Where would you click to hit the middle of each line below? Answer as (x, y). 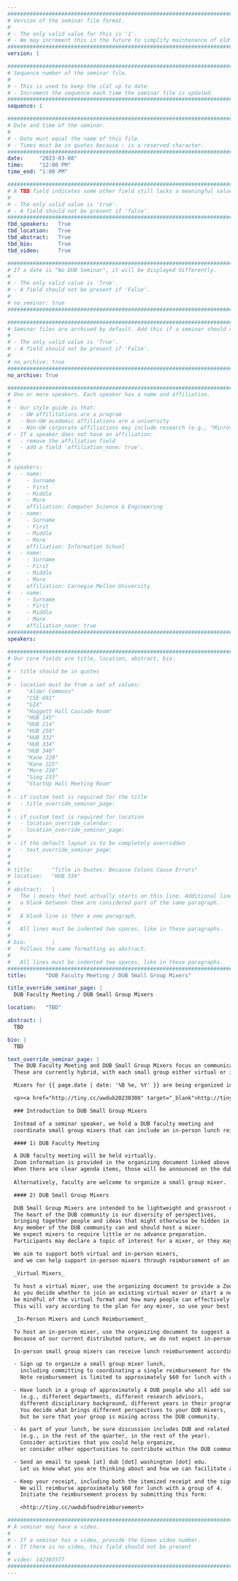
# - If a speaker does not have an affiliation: (80, 434)
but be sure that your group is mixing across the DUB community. (120, 1417)
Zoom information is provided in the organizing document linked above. (123, 1163)
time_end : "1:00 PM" (38, 172)
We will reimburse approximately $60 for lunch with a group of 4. (121, 1488)
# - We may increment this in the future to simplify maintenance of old (119, 40)
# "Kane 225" (33, 764)
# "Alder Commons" (41, 691)
